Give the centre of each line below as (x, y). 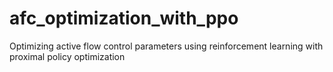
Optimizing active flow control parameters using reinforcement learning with (166, 46)
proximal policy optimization (67, 56)
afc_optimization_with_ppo (124, 18)
